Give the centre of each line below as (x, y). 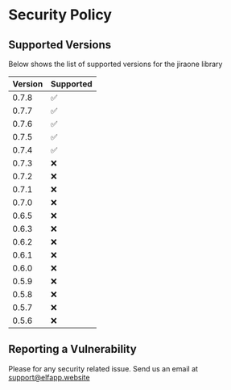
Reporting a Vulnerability (72, 349)
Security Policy (60, 15)
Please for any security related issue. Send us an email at (103, 368)
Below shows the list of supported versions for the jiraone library (115, 64)
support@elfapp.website (49, 377)
